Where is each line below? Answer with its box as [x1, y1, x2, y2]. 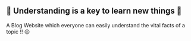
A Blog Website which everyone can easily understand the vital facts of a [6, 21, 186, 29]
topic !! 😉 [6, 28, 30, 35]
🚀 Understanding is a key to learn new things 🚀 [6, 6, 182, 16]
